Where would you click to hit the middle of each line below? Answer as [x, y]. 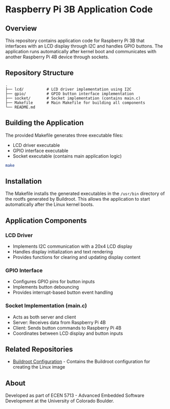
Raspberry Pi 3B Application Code [79, 9]
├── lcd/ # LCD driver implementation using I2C [68, 89]
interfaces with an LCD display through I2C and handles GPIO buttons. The [84, 46]
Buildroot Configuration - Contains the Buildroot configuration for [81, 361]
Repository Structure [40, 73]
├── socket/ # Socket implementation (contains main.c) [73, 98]
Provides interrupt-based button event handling [63, 292]
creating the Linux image [39, 367]
